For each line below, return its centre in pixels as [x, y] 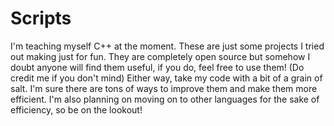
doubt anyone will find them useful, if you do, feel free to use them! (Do [157, 67]
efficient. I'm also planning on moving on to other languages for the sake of [165, 99]
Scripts [41, 18]
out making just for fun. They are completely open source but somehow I [160, 56]
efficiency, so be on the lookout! [76, 109]
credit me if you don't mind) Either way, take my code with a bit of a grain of [166, 78]
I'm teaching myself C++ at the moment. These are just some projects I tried [167, 46]
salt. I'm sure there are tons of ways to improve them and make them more [164, 88]
